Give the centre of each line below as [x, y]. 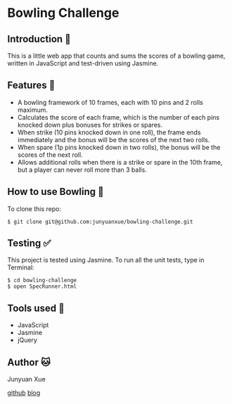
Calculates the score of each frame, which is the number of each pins [118, 117]
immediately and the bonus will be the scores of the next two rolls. [114, 139]
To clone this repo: [34, 208]
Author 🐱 [29, 362]
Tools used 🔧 [36, 308]
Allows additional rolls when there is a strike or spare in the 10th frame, [120, 162]
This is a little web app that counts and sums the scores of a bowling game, [116, 56]
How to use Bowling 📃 [56, 192]
